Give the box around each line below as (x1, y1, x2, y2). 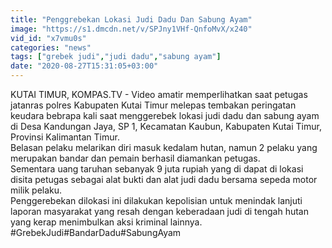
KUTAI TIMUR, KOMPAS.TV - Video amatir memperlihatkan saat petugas (10, 89, 308, 100)
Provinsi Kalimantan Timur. (10, 131, 120, 143)
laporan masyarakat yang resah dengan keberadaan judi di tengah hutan (10, 206, 309, 217)
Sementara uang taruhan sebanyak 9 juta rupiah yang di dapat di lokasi (10, 163, 304, 175)
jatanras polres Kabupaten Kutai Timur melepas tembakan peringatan (10, 99, 297, 111)
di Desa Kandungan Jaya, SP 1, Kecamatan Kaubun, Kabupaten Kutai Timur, (10, 121, 322, 132)
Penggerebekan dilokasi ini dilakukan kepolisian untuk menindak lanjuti (10, 195, 303, 206)
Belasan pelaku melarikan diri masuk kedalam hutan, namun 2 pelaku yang (10, 142, 318, 153)
